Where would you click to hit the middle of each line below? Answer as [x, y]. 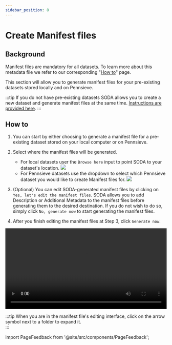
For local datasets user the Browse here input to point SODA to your [91, 162]
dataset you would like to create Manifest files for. [73, 179]
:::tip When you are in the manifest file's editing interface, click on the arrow [85, 316]
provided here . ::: [23, 108]
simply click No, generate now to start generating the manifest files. [84, 211]
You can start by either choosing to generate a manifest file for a [81, 137]
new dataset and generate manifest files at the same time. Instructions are [84, 103]
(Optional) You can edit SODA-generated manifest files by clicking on [85, 190]
